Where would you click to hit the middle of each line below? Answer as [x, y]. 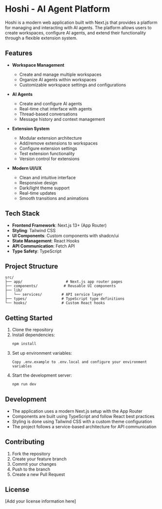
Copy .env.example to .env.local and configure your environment [79, 362]
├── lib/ [14, 291]
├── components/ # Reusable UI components [61, 286]
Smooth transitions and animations [54, 198]
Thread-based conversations [48, 114]
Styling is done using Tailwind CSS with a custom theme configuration [82, 421]
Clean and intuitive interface [48, 177]
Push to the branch [31, 469]
